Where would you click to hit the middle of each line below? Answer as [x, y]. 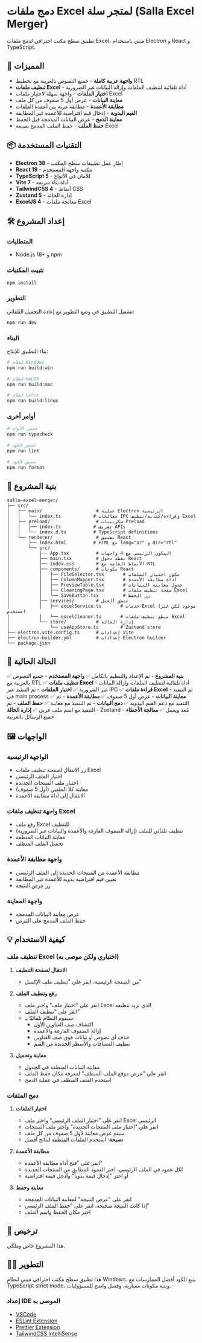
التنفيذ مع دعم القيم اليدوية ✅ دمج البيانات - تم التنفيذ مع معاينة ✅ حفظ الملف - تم [98, 703]
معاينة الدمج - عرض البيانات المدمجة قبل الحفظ [69, 119]
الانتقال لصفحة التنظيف [41, 970]
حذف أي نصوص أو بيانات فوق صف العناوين [81, 1037]
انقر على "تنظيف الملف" [52, 1011]
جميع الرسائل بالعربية [31, 717]
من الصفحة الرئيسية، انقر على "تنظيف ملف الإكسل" [83, 981]
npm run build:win [30, 368]
